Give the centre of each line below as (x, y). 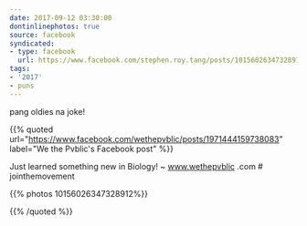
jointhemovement (42, 176)
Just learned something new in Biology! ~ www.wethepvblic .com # (136, 166)
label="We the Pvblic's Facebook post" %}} (91, 149)
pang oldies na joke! (48, 111)
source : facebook (42, 35)
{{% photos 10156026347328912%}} (79, 193)
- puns (22, 86)
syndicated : (32, 43)
